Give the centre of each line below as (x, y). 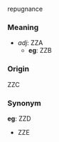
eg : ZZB (40, 51)
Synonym (24, 103)
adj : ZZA (30, 43)
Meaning (23, 27)
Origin (18, 69)
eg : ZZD (19, 118)
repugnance (25, 9)
